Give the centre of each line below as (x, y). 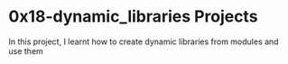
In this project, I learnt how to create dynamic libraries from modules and (144, 41)
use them (26, 50)
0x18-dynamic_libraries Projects (133, 17)
